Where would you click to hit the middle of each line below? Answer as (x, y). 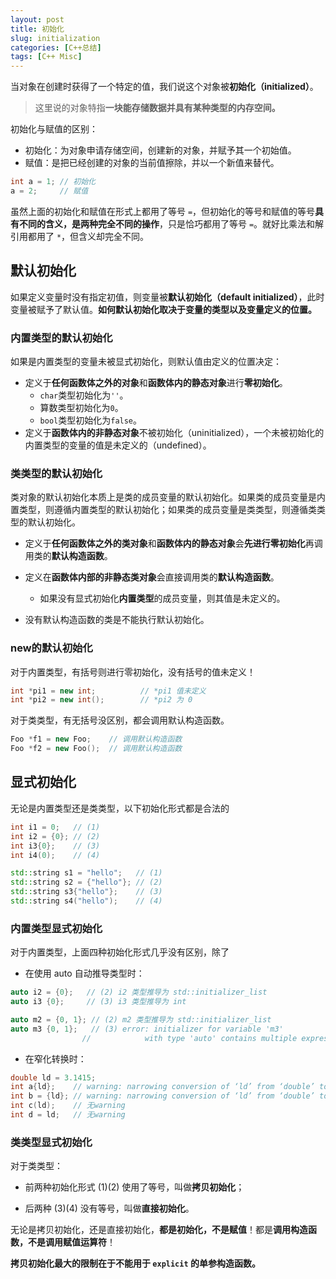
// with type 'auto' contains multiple (189, 1038)
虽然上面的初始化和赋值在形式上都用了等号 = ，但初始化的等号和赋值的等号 (163, 211)
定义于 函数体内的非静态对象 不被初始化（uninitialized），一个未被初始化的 (174, 432)
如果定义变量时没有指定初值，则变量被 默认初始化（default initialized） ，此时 (167, 297)
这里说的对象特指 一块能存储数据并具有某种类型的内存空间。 (157, 108)
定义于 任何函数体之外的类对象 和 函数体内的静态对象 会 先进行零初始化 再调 (173, 543)
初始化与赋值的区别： (54, 129)
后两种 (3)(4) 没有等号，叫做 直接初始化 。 (109, 1208)
